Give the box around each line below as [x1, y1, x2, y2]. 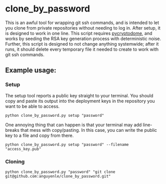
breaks [5, 127, 20, 133]
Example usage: [5, 66, 57, 75]
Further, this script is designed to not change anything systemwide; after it [5, 41, 159, 47]
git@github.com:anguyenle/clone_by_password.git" [5, 173, 111, 178]
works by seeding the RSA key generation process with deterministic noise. [5, 36, 161, 42]
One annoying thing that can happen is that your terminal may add [5, 121, 142, 128]
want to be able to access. [5, 103, 60, 109]
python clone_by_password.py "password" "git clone [5, 169, 115, 174]
